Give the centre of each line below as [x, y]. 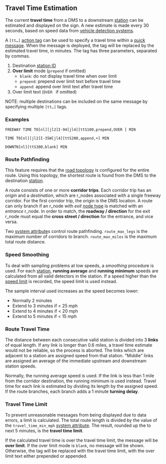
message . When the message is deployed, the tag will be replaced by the [80, 45]
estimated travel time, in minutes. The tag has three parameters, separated [81, 50]
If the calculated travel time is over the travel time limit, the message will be [82, 440]
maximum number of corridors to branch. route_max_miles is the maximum [81, 236]
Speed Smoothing [27, 255]
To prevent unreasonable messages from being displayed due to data [76, 415]
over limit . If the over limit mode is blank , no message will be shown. [75, 446]
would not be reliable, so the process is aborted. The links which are [75, 350]
